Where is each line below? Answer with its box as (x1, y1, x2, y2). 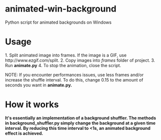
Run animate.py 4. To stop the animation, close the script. (5, 62, 121, 68)
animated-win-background (5, 3, 116, 14)
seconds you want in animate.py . (5, 82, 72, 88)
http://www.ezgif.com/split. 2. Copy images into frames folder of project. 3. (5, 57, 155, 63)
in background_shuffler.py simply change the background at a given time (5, 120, 156, 126)
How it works (5, 99, 59, 110)
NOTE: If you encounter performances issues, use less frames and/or (5, 71, 144, 78)
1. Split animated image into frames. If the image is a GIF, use (5, 52, 127, 58)
